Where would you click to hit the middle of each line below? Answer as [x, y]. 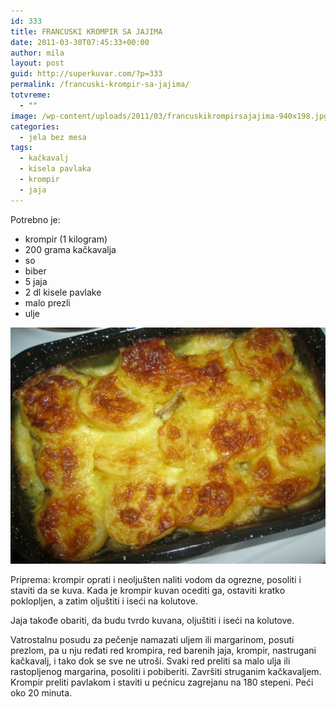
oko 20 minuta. [41, 692]
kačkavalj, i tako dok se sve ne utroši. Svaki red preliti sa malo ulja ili [150, 661]
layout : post [37, 63]
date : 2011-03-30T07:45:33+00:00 [80, 42]
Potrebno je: [35, 219]
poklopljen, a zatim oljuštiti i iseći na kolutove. [104, 601]
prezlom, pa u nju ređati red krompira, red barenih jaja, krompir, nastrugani [163, 650]
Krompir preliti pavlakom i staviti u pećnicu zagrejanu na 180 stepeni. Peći [162, 682]
